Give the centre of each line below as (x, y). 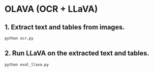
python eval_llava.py (27, 65)
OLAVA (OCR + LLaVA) (51, 9)
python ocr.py (19, 38)
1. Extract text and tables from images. (65, 27)
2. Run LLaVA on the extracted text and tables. (77, 53)
